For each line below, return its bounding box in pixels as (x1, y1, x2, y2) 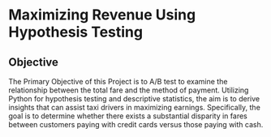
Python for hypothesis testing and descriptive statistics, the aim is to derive (8, 94, 260, 103)
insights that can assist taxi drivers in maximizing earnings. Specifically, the (8, 103, 261, 112)
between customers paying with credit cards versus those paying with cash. (8, 120, 264, 129)
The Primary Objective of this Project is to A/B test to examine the (8, 77, 228, 86)
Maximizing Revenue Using (8, 6, 196, 24)
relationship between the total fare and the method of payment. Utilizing (8, 85, 249, 95)
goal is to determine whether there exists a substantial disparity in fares (8, 111, 247, 121)
